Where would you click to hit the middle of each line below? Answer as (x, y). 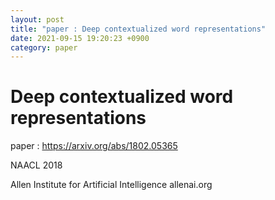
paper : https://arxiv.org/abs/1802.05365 (94, 146)
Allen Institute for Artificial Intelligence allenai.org (111, 185)
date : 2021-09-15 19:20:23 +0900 (80, 38)
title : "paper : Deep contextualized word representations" (138, 29)
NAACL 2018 (36, 165)
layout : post (37, 19)
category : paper (44, 47)
